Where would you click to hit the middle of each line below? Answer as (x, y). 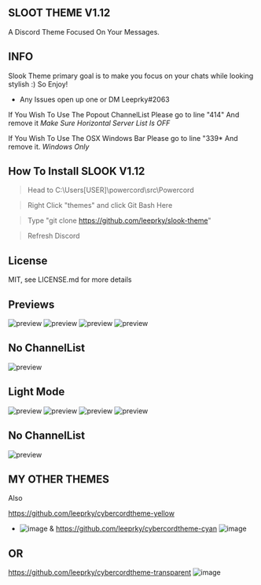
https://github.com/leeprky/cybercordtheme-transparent (100, 572)
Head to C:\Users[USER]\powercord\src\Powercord (110, 190)
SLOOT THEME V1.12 (59, 13)
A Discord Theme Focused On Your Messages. (84, 31)
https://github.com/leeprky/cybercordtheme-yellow (92, 513)
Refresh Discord (53, 236)
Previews (31, 304)
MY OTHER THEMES (59, 479)
